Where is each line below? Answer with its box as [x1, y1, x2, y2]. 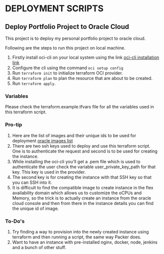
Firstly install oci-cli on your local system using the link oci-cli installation [12, 54, 160, 60]
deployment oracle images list [12, 138, 73, 144]
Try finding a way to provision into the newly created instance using [12, 229, 149, 234]
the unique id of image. [12, 205, 59, 211]
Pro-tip [5, 121, 23, 128]
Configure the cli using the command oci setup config [12, 65, 123, 71]
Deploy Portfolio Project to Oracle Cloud [5, 23, 129, 31]
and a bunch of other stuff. [12, 244, 67, 250]
